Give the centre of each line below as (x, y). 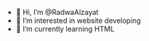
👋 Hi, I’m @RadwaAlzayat (57, 12)
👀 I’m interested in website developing (78, 20)
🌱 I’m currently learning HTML (65, 29)
